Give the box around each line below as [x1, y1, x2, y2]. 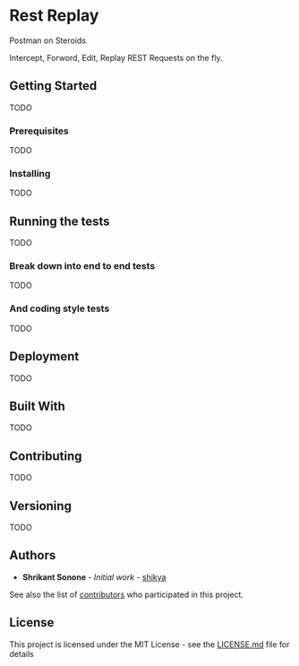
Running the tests [9, 213, 110, 229]
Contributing [9, 448, 82, 463]
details [9, 648, 34, 659]
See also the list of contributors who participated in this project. [9, 589, 244, 600]
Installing [9, 167, 51, 179]
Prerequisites [9, 125, 69, 137]
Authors [9, 548, 56, 563]
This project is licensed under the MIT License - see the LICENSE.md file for [9, 638, 290, 650]
